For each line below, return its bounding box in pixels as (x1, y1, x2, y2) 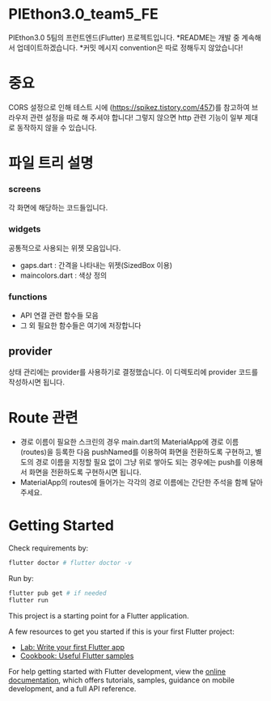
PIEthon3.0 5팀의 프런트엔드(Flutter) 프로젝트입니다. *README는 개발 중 (8, 32, 240, 42)
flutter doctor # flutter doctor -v (8, 559, 132, 567)
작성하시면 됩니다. (8, 377, 66, 387)
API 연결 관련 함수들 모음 (19, 310, 99, 320)
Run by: (8, 573, 34, 583)
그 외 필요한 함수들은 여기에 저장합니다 (19, 321, 142, 330)
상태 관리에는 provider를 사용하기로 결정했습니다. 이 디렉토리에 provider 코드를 (8, 367, 259, 376)
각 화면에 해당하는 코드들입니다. (8, 203, 108, 213)
